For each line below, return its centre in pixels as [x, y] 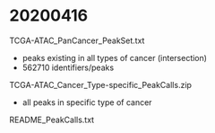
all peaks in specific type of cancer [87, 102]
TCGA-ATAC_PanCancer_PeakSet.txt [77, 40]
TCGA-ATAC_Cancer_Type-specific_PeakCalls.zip [101, 84]
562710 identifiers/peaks [68, 67]
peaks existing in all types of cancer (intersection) [115, 58]
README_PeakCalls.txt [52, 120]
